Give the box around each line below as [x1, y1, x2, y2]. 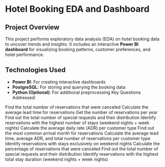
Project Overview [5, 23, 60, 31]
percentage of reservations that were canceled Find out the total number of [5, 146, 159, 152]
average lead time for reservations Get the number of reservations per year [5, 109, 158, 115]
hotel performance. [5, 52, 44, 57]
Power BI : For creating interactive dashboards [12, 79, 106, 84]
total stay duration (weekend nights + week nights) [5, 156, 108, 162]
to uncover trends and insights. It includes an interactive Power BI [5, 41, 139, 47]
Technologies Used [5, 66, 66, 74]
